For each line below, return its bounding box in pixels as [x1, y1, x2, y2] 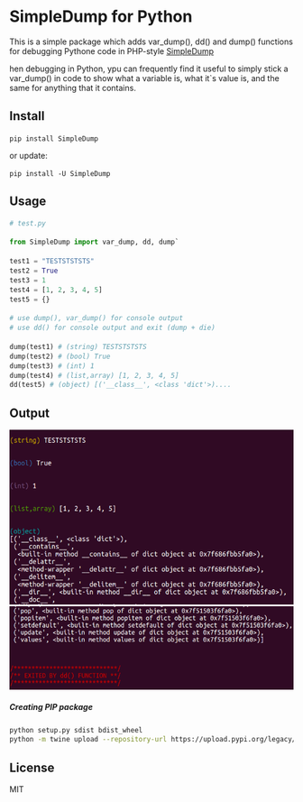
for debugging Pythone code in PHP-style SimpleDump [9, 45, 215, 56]
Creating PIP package [9, 702, 93, 713]
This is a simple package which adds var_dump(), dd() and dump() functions [9, 36, 293, 47]
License [9, 760, 55, 775]
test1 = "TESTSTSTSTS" [9, 257, 95, 266]
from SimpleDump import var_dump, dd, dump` [9, 237, 179, 247]
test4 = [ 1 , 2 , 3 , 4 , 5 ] [9, 285, 103, 294]
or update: [9, 150, 48, 161]
